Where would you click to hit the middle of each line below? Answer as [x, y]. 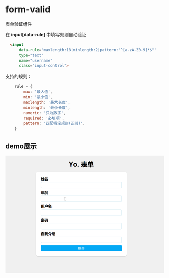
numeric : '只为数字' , [44, 113]
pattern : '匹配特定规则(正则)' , [54, 124]
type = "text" [31, 55]
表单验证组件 [18, 24]
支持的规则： [18, 76]
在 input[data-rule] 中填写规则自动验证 [46, 34]
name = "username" [36, 61]
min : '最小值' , [38, 97]
